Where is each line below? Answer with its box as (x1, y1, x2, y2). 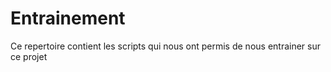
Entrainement (10, 7, 126, 30)
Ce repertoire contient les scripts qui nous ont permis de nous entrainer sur (10, 40, 322, 52)
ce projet (10, 50, 48, 62)
